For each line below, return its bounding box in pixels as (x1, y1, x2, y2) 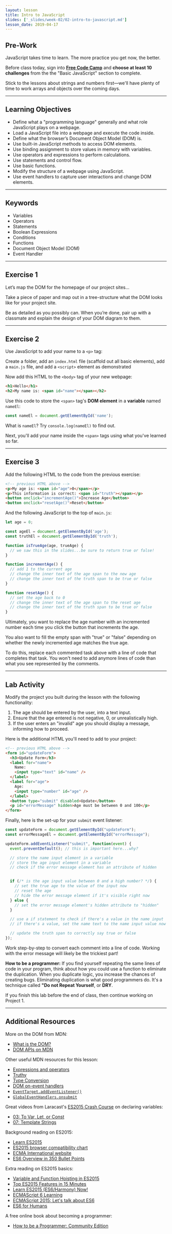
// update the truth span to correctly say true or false (10, 931, 137, 936)
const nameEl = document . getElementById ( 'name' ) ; (5, 413, 114, 418)
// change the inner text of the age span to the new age (10, 572, 137, 577)
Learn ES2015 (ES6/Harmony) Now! (12, 1186, 89, 1192)
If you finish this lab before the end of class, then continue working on (5, 992, 153, 998)
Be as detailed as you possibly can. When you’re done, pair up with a (5, 309, 151, 315)
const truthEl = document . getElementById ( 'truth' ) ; (5, 534, 118, 539)
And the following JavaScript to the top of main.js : (5, 510, 112, 516)
